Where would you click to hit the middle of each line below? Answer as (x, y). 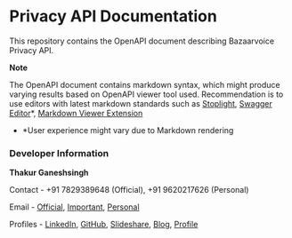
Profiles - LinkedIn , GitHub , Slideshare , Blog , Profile (104, 225)
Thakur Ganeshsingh (49, 173)
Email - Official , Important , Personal (74, 207)
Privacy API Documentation (114, 16)
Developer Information (59, 153)
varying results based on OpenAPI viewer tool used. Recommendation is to (146, 94)
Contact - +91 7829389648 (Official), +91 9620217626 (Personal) (129, 190)
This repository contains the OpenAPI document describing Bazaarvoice (142, 41)
